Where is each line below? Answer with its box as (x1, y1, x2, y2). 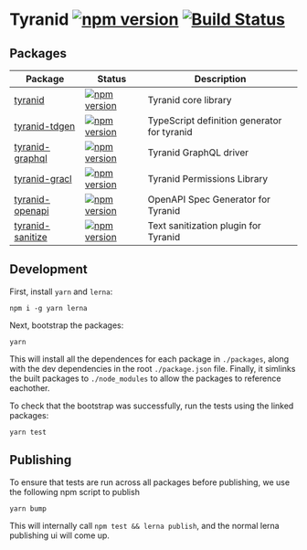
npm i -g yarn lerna (9, 303, 89, 312)
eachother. (9, 382, 50, 393)
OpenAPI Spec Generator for (147, 193, 271, 206)
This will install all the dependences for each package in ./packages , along (9, 353, 290, 365)
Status (97, 73, 127, 85)
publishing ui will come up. (9, 530, 110, 541)
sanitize (14, 231, 48, 243)
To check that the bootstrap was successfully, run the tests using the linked (9, 400, 294, 411)
